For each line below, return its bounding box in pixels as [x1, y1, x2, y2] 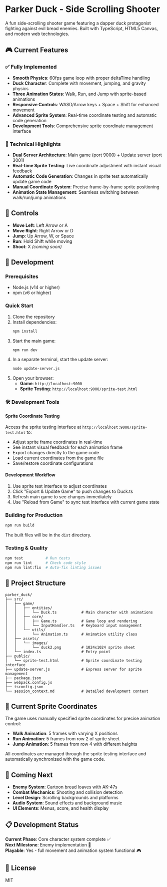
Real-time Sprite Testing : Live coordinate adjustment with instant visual [12, 162, 161, 168]
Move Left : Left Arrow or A [12, 222, 68, 228]
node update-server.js [12, 366, 60, 371]
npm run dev [12, 347, 37, 353]
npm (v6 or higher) [12, 289, 51, 296]
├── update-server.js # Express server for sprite [5, 667, 142, 672]
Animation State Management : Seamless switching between [12, 189, 139, 195]
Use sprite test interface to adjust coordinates [12, 483, 107, 489]
